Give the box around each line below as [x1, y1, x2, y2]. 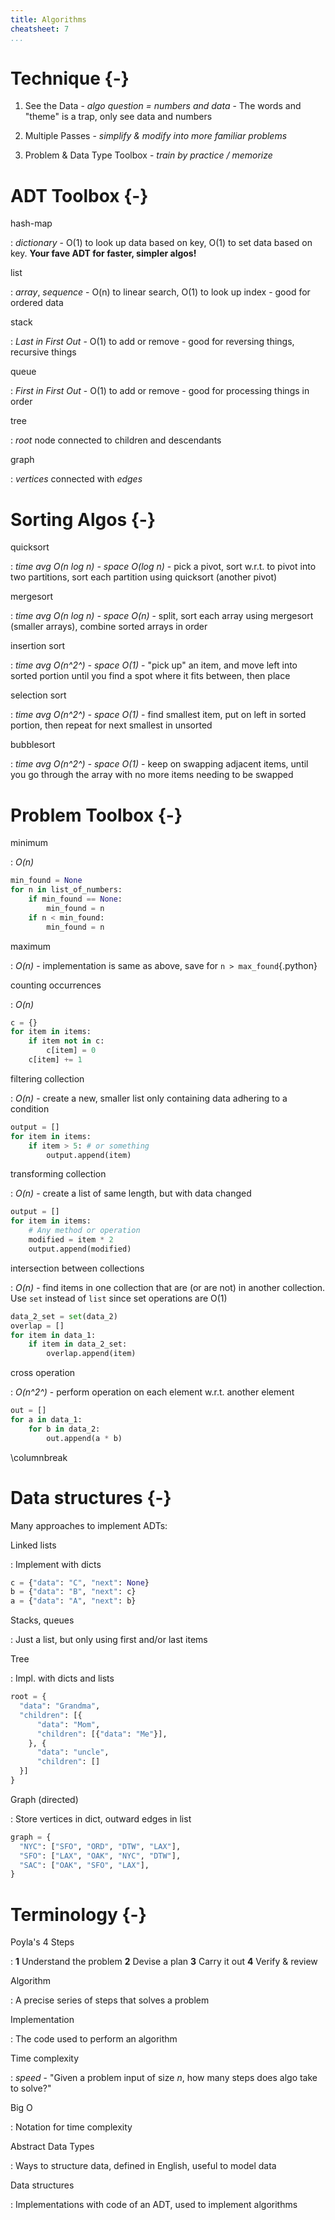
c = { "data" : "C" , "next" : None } [10, 1577, 150, 1588]
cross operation [10, 1367, 76, 1379]
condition [10, 1102, 50, 1115]
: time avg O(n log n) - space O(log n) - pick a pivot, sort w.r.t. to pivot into [10, 561, 317, 573]
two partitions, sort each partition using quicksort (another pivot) [10, 571, 278, 583]
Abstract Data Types [10, 2141, 95, 2153]
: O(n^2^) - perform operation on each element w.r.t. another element [10, 1386, 295, 1398]
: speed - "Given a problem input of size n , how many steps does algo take [10, 2072, 318, 2084]
